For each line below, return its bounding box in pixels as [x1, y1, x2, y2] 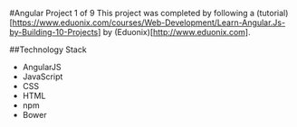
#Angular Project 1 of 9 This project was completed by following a [9, 8, 255, 18]
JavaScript [22, 71, 63, 82]
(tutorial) [256, 8, 289, 18]
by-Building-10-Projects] [9, 27, 101, 37]
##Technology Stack [9, 44, 88, 55]
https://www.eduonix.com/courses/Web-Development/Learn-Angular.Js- [12, 17, 286, 28]
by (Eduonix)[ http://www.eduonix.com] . [102, 27, 251, 37]
